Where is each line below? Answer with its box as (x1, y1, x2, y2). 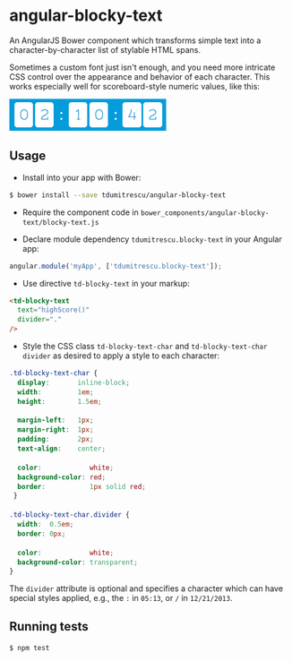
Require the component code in (21, 207, 139, 218)
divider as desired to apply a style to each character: (21, 350, 220, 361)
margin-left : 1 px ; (17, 416, 94, 425)
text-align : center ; (17, 444, 106, 453)
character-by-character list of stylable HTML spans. (9, 44, 202, 55)
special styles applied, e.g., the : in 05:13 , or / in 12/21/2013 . (9, 593, 233, 604)
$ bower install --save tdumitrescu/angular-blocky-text (9, 190, 227, 200)
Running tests (9, 619, 90, 634)
